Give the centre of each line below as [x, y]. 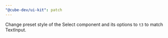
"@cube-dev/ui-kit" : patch [34, 10]
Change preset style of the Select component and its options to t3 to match [84, 24]
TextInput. [16, 30]
